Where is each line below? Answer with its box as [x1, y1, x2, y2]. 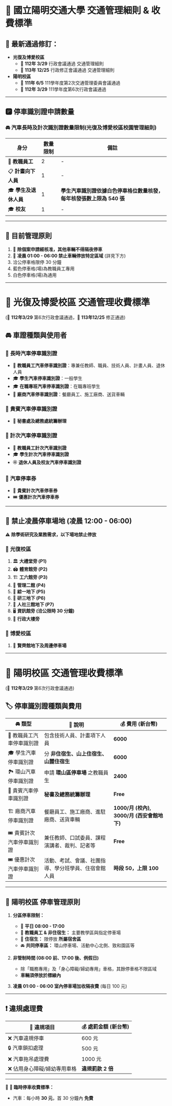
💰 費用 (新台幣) [120, 721, 158, 728]
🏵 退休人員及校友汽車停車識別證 [12, 459, 82, 465]
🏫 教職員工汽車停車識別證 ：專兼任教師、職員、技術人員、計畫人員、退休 [12, 362, 165, 368]
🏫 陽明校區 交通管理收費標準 [5, 667, 123, 679]
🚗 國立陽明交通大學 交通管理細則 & [5, 5, 149, 16]
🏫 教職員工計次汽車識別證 [12, 444, 67, 451]
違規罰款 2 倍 [81, 1065, 114, 1072]
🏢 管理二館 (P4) [12, 582, 46, 588]
